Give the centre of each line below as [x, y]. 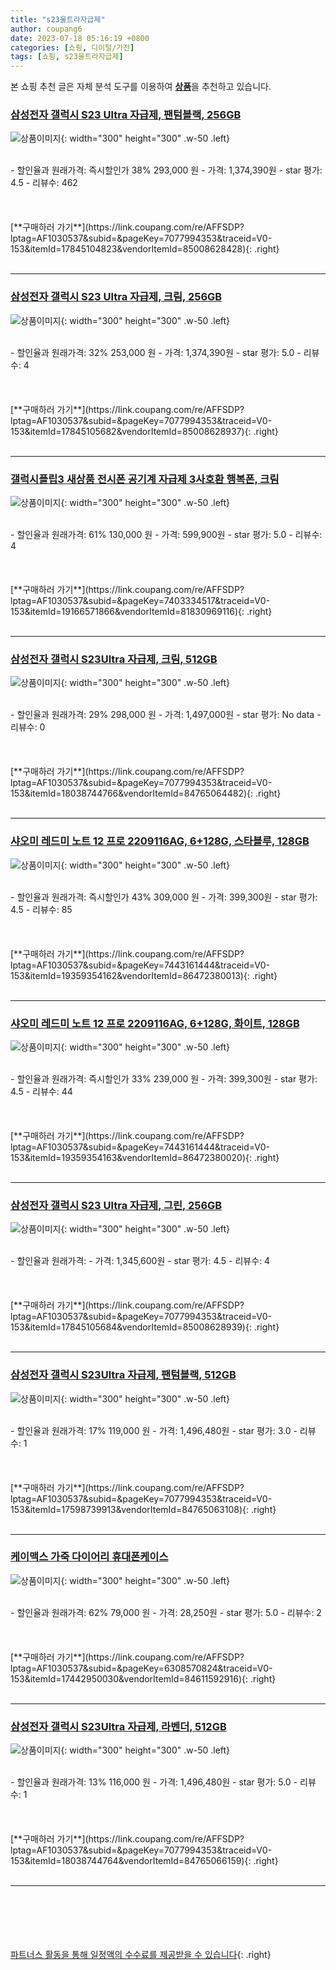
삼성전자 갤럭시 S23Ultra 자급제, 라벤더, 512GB [118, 1726]
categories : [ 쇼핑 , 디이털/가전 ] [72, 47]
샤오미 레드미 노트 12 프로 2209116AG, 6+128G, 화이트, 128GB [155, 1023]
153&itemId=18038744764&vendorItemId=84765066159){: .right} [144, 1861]
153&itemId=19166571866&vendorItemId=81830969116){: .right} [141, 612]
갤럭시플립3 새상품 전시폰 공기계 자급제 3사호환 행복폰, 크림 [145, 479]
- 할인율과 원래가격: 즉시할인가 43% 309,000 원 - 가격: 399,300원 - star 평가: [164, 897]
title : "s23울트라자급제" [58, 19]
